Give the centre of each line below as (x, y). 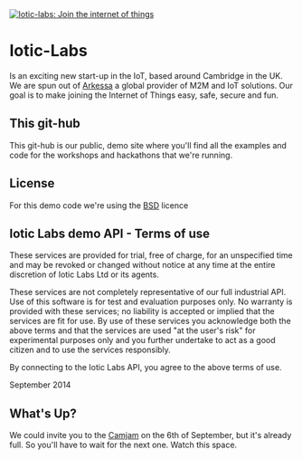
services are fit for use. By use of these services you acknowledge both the (150, 321)
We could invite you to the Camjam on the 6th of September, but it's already (151, 435)
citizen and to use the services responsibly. (90, 350)
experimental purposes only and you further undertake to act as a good (142, 340)
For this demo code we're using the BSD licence (99, 205)
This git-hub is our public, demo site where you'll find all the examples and (148, 145)
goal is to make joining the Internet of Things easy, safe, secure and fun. (144, 95)
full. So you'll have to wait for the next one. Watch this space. (123, 445)
